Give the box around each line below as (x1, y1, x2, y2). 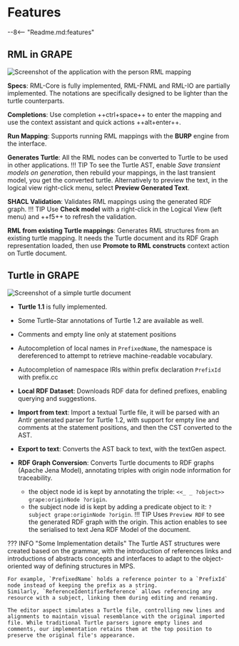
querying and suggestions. (17, 394, 97, 403)
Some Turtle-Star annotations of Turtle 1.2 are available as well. (17, 316, 204, 324)
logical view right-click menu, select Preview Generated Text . (7, 183, 190, 192)
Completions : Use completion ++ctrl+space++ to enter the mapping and (7, 110, 222, 118)
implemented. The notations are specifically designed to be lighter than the (7, 88, 228, 97)
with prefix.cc (17, 372, 59, 381)
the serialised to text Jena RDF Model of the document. (28, 525, 191, 533)
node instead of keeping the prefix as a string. (7, 582, 158, 589)
